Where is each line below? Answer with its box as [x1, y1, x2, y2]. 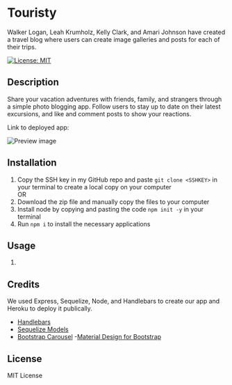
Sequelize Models [17, 325, 69, 333]
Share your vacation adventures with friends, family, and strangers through [7, 95, 222, 103]
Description [7, 77, 59, 88]
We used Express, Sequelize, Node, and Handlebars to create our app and [7, 297, 220, 306]
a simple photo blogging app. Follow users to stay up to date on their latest [7, 102, 221, 111]
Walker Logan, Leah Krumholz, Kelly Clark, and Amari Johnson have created [7, 28, 226, 36]
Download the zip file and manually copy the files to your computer [17, 197, 210, 206]
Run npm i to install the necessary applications [17, 219, 151, 228]
